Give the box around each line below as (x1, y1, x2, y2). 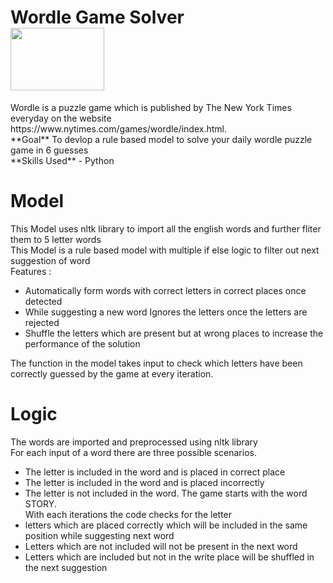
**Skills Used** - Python (10, 154, 115, 166)
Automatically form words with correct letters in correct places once (24, 284, 307, 296)
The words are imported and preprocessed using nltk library (10, 436, 258, 448)
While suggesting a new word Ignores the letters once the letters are (24, 306, 308, 318)
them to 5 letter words (10, 233, 102, 245)
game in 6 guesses (10, 144, 89, 156)
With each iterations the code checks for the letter (24, 508, 233, 520)
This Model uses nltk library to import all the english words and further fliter (10, 222, 322, 235)
